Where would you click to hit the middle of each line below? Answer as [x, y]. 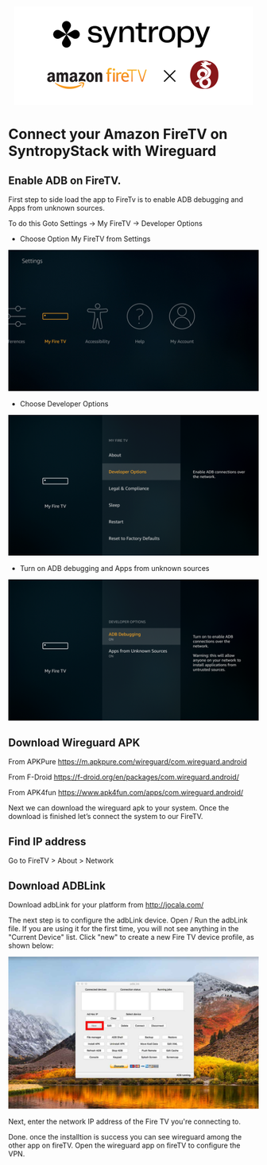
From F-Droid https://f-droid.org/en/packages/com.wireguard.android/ [124, 777]
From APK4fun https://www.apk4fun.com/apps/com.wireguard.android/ [126, 793]
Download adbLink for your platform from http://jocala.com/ [106, 904]
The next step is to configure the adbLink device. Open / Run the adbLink [128, 920]
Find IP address [47, 841]
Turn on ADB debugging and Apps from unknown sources [114, 568]
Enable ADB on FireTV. [65, 180]
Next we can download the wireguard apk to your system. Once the [119, 808]
